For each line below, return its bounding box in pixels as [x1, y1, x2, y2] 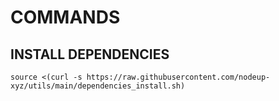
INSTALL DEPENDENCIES [10, 46, 170, 63]
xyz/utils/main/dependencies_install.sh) [10, 81, 186, 91]
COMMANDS [10, 6, 121, 29]
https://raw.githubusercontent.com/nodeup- [86, 72, 271, 82]
